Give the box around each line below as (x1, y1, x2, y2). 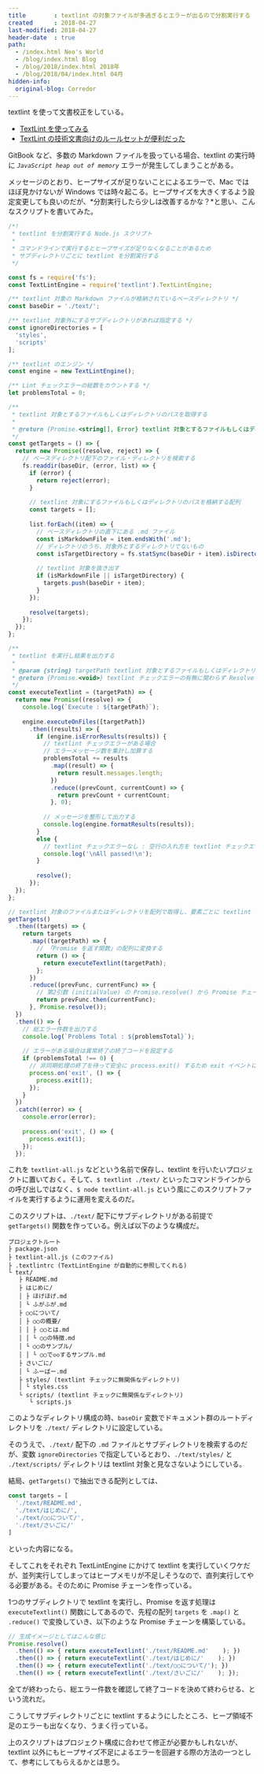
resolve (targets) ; (28, 608, 90, 616)
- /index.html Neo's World (15, 48, 104, 56)
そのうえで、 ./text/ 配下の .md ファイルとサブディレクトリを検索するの (8, 1440, 241, 1449)
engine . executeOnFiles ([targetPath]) (22, 718, 146, 726)
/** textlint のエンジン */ (8, 360, 94, 368)
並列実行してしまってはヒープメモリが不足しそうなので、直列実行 (21, 1570, 234, 1580)
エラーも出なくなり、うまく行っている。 (21, 1720, 152, 1730)
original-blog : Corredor (15, 84, 97, 93)
